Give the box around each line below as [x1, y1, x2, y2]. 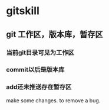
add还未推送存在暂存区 [6, 83, 72, 91]
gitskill [6, 4, 40, 18]
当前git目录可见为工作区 [6, 48, 75, 57]
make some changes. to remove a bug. [6, 96, 101, 104]
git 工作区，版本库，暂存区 [6, 29, 103, 39]
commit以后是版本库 [6, 66, 65, 74]
